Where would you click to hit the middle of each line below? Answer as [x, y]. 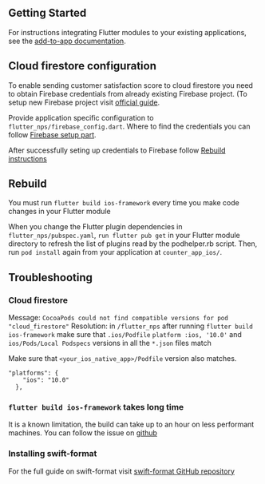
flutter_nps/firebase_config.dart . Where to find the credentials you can [129, 126]
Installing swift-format [53, 454]
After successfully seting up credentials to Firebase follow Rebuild [117, 150]
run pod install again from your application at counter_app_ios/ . [115, 252]
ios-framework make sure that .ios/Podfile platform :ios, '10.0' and [125, 335]
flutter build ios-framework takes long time [96, 407]
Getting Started [47, 13]
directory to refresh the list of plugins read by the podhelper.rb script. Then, [133, 244]
